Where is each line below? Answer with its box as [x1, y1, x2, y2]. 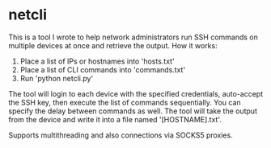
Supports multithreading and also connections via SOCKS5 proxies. [8, 130, 233, 140]
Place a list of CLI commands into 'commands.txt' [19, 64, 186, 74]
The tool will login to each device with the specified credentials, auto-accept [8, 88, 264, 98]
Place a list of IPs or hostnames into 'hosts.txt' [19, 56, 176, 66]
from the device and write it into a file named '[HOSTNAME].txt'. [8, 114, 222, 124]
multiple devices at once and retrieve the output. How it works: [8, 40, 218, 50]
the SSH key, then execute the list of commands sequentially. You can [8, 97, 241, 107]
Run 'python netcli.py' [19, 73, 94, 83]
